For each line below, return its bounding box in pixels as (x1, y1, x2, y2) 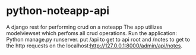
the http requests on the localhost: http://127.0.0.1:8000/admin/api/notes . (6, 42, 183, 49)
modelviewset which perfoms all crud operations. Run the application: (6, 29, 177, 36)
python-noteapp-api (6, 4, 110, 18)
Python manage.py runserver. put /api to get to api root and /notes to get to (6, 36, 190, 43)
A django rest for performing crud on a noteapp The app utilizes (6, 23, 163, 30)
